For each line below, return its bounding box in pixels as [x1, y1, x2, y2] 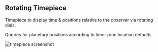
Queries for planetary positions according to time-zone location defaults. [5, 31, 153, 37]
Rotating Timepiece [5, 4, 66, 12]
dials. [5, 22, 16, 28]
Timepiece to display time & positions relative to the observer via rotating [5, 17, 154, 23]
